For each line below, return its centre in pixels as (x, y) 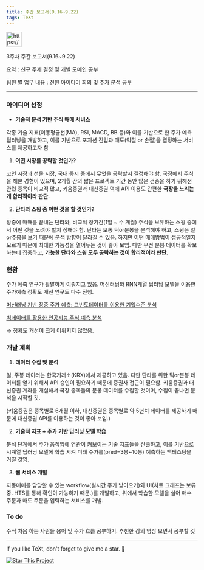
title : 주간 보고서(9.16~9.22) (42, 12)
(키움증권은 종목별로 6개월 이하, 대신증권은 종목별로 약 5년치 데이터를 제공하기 (99, 411)
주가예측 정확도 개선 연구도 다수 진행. (50, 292)
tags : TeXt (20, 18)
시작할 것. (29, 398)
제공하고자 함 (33, 147)
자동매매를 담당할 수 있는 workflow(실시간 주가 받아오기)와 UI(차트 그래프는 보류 (101, 485)
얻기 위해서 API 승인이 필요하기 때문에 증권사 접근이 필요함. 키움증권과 (105, 383)
